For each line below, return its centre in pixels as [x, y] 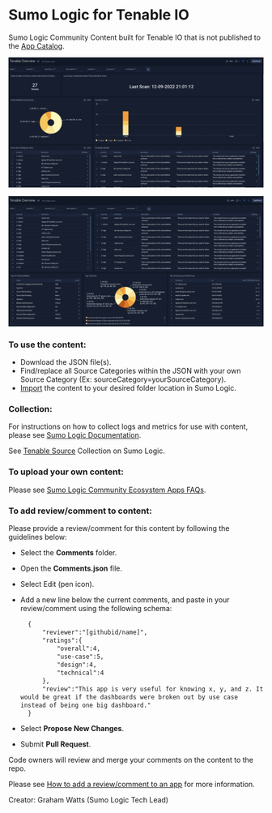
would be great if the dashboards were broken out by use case [129, 697]
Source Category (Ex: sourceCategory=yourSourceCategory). [123, 379]
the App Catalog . [36, 45]
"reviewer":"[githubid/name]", [95, 632]
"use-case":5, [80, 657]
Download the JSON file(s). [66, 362]
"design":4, [76, 665]
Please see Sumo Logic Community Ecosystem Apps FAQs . [107, 490]
